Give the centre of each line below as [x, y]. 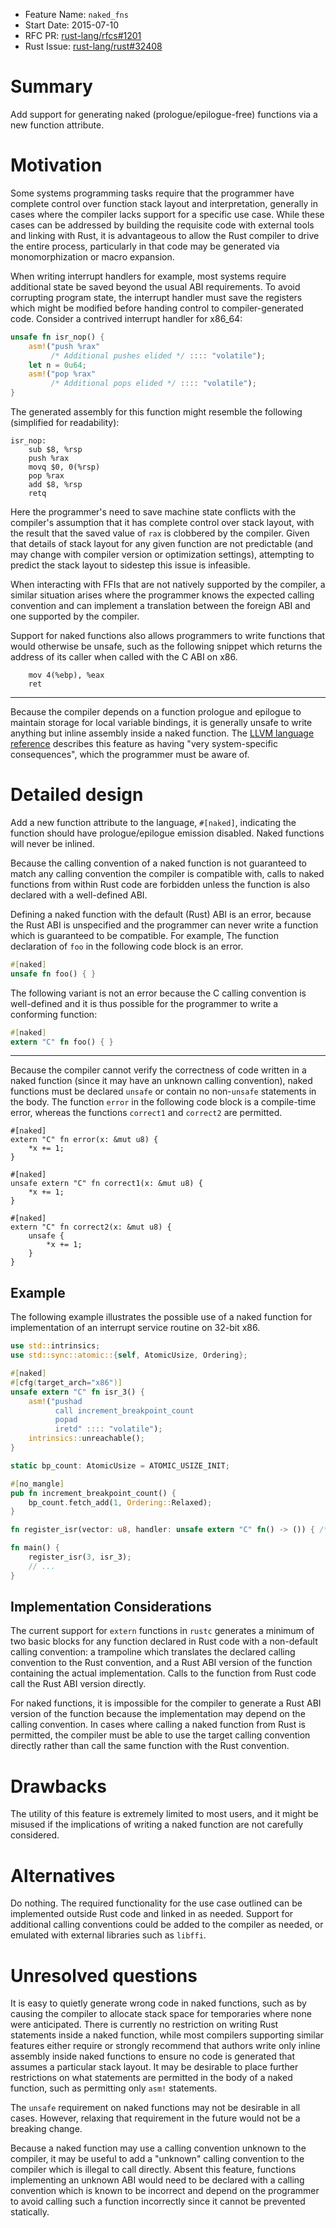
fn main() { [35, 1548]
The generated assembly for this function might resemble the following [156, 412]
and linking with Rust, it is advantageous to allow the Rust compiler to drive [165, 235]
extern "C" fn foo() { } [62, 1042]
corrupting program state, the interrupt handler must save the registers [156, 297]
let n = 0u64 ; [57, 365]
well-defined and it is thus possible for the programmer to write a [144, 1003]
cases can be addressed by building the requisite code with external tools [162, 225]
